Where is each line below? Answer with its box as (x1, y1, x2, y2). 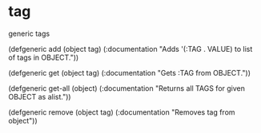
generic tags (8, 29, 50, 38)
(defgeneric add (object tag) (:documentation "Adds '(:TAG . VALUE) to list (8, 44, 253, 53)
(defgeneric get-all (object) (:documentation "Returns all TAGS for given (8, 83, 246, 93)
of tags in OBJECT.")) (8, 53, 79, 62)
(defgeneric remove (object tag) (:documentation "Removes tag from (8, 107, 235, 117)
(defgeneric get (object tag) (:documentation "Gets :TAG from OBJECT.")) (8, 68, 251, 77)
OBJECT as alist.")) (8, 92, 71, 101)
